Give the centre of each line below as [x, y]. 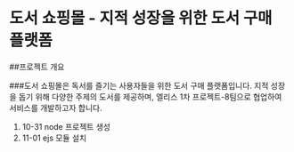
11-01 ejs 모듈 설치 [54, 138]
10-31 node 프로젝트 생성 [66, 126]
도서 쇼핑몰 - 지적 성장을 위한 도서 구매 [141, 18]
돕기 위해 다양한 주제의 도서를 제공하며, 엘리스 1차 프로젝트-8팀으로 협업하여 [150, 96]
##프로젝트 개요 [37, 67]
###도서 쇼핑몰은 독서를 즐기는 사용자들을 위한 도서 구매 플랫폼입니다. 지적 [139, 85]
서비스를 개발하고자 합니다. [56, 108]
